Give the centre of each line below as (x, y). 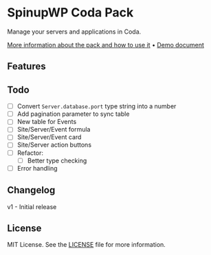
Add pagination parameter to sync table (73, 114)
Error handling (37, 168)
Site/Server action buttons (54, 145)
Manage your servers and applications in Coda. (74, 32)
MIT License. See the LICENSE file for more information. (87, 245)
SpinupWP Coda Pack (70, 13)
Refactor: (30, 153)
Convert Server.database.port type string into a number (97, 106)
